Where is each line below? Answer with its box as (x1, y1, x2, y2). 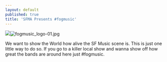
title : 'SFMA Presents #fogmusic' (5, 16, 77, 21)
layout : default (5, 7, 39, 12)
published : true (5, 12, 39, 17)
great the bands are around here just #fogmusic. (5, 51, 105, 57)
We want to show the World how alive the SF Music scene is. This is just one (5, 40, 162, 46)
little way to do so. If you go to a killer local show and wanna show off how (5, 46, 158, 52)
